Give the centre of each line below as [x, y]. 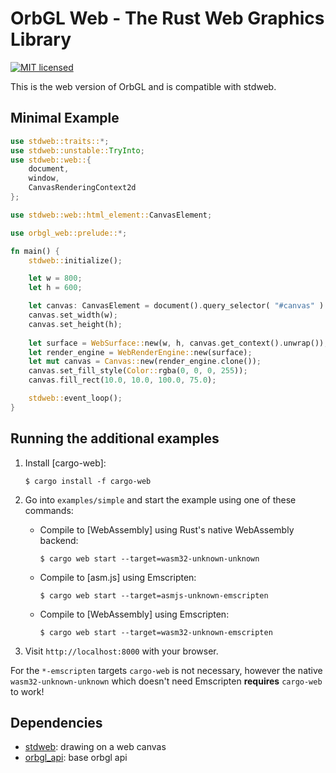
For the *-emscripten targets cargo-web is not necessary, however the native [166, 670]
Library [41, 39]
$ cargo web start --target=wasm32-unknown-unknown [149, 558]
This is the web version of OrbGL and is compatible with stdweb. [143, 86]
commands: [49, 510]
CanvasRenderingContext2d [82, 188]
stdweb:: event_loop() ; [75, 398]
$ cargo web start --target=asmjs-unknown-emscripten [154, 595]
